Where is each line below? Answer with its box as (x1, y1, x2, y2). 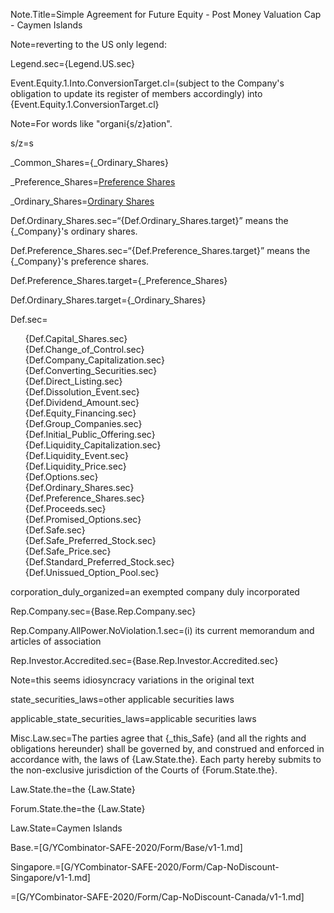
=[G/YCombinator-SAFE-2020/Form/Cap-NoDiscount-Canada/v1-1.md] (10, 891, 305, 903)
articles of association (10, 635, 102, 647)
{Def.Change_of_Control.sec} (24, 344, 145, 355)
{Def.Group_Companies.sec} (24, 418, 143, 429)
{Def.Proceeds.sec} (24, 503, 107, 514)
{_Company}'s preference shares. (10, 255, 150, 267)
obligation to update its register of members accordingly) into (10, 88, 263, 99)
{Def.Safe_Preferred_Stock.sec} (24, 535, 157, 546)
